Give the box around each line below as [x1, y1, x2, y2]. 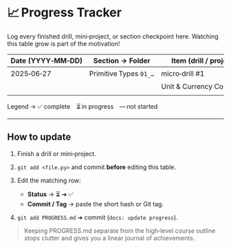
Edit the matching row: [16, 176, 81, 184]
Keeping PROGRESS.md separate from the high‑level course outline [23, 226, 216, 235]
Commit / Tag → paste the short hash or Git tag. [27, 199, 164, 208]
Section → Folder [93, 56, 151, 65]
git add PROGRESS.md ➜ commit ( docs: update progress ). [16, 213, 178, 221]
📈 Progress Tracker [7, 5, 122, 21]
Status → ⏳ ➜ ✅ [27, 190, 74, 198]
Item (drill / [171, 56, 208, 65]
